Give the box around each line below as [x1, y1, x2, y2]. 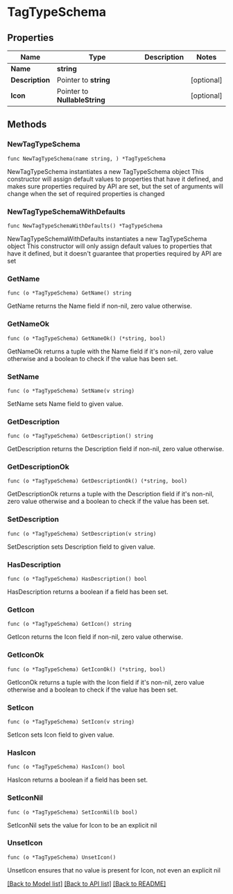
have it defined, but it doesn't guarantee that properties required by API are [7, 249, 222, 257]
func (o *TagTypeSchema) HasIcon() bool [7, 764, 126, 771]
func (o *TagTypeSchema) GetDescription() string [7, 432, 154, 440]
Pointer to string [56, 76, 110, 85]
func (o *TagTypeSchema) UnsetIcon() [7, 854, 116, 861]
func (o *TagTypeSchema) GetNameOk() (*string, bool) [7, 335, 166, 342]
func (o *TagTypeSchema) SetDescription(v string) [7, 530, 157, 537]
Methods [7, 119, 47, 130]
